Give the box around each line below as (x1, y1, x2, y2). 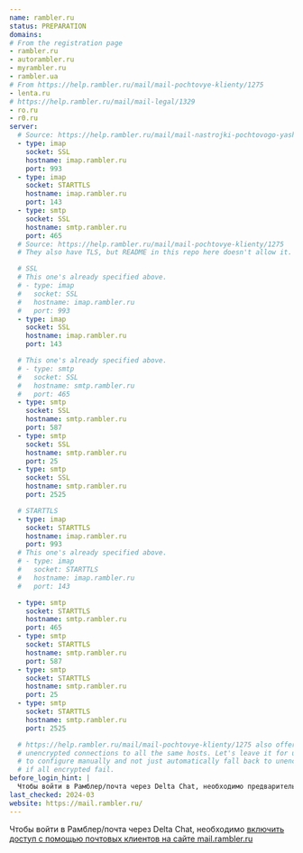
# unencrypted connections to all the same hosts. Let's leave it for (17, 748, 289, 757)
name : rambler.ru (9, 13, 75, 23)
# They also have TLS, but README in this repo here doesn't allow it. (17, 248, 293, 257)
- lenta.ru (9, 88, 50, 97)
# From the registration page (9, 38, 124, 48)
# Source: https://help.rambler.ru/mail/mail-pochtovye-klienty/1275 (17, 240, 284, 249)
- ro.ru (9, 105, 39, 115)
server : (9, 123, 39, 132)
